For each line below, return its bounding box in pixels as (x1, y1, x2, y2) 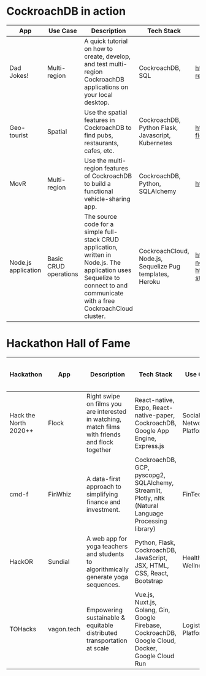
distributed (86, 628, 118, 637)
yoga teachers (86, 542, 128, 550)
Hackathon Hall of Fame (6, 336, 131, 351)
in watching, (86, 415, 121, 423)
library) (134, 524, 156, 533)
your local (84, 90, 113, 99)
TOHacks (9, 625, 37, 633)
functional (84, 187, 113, 196)
